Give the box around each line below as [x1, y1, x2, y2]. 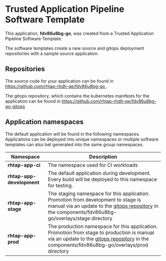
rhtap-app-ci [7, 161, 41, 168]
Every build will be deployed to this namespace [47, 176, 157, 183]
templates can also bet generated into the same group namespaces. [5, 141, 144, 147]
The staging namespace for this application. [47, 190, 150, 197]
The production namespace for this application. [47, 223, 158, 230]
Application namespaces [5, 118, 84, 126]
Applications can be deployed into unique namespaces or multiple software [5, 136, 159, 142]
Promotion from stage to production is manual [47, 229, 155, 236]
